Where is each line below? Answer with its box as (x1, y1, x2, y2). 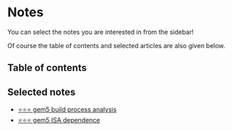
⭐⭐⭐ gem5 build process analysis (17, 106, 117, 114)
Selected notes (7, 86, 76, 98)
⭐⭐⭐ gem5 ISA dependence (17, 116, 100, 125)
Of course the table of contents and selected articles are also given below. (7, 41, 226, 50)
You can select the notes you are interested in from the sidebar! (7, 28, 194, 36)
